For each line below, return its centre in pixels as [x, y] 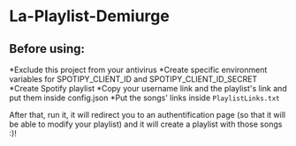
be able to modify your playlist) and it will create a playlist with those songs [146, 124]
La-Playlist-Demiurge [89, 16]
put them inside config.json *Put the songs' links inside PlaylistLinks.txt [144, 98]
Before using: [47, 49]
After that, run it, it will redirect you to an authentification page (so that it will [147, 115]
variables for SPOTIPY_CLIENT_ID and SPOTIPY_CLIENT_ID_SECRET [133, 79]
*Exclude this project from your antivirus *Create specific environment [138, 69]
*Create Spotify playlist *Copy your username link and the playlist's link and [148, 88]
